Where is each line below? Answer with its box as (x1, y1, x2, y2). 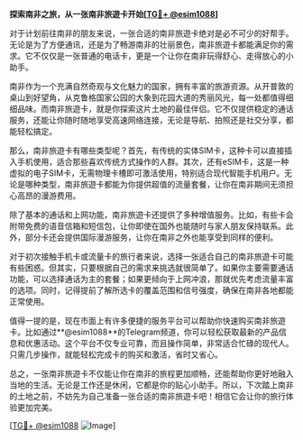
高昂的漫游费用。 (16, 190, 81, 201)
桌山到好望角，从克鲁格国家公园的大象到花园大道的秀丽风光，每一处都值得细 (9, 92, 294, 103)
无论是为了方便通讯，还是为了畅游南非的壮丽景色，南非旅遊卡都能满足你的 (9, 40, 286, 50)
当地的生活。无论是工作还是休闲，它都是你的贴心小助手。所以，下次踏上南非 (9, 380, 294, 390)
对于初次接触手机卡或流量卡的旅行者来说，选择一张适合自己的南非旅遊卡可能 (9, 252, 294, 261)
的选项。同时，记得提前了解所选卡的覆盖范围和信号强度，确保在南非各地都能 (9, 285, 294, 296)
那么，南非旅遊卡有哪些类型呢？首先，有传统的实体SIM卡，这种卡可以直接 (9, 145, 285, 156)
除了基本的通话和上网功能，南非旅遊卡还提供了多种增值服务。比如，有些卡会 (9, 209, 294, 220)
